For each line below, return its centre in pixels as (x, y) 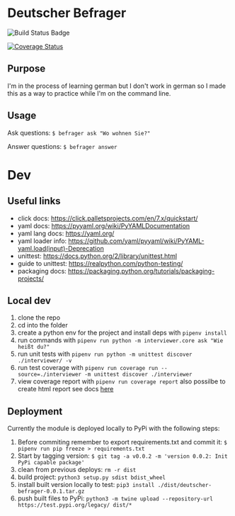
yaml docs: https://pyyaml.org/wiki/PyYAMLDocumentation (104, 225)
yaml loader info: (42, 241)
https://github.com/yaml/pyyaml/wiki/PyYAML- (136, 241)
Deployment (35, 411)
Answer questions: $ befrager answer (62, 146)
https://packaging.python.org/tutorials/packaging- (142, 271)
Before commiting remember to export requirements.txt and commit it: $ (122, 442)
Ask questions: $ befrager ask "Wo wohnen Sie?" (79, 133)
